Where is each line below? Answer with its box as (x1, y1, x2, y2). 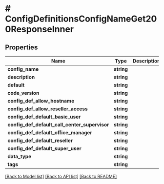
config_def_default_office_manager (7, 129, 92, 136)
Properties (5, 43, 38, 51)
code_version (7, 90, 40, 96)
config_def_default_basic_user (7, 113, 81, 120)
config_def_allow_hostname (7, 98, 75, 104)
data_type (7, 153, 32, 160)
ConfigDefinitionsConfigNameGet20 (5, 13, 157, 24)
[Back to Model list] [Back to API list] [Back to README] (5, 174, 117, 179)
